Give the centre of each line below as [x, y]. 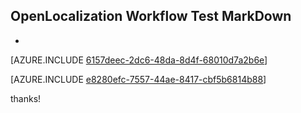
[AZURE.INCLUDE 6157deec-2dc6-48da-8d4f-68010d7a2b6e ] [139, 60]
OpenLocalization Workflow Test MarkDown [151, 16]
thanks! [26, 98]
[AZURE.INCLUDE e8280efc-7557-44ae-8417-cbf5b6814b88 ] [138, 79]
